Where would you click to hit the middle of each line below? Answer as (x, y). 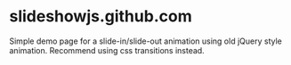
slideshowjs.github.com (101, 16)
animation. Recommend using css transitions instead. (107, 50)
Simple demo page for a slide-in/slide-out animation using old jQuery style (145, 41)
